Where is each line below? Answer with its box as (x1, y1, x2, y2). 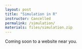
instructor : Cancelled (5, 16, 51, 21)
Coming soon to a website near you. (5, 38, 78, 44)
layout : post (5, 7, 32, 12)
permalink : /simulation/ (5, 20, 55, 26)
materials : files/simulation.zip (5, 25, 73, 30)
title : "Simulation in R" (5, 12, 57, 16)
